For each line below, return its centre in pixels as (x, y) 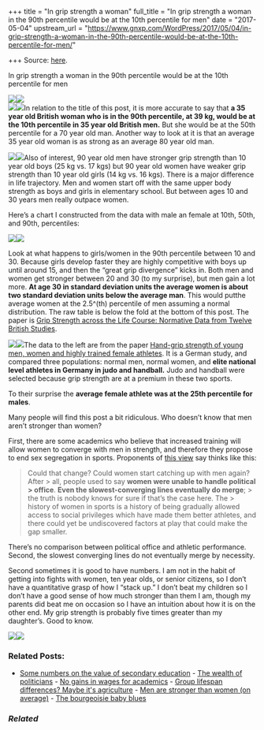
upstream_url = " (61, 28)
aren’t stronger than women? (55, 426)
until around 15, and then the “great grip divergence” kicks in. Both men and (131, 270)
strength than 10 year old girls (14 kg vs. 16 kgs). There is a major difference (131, 174)
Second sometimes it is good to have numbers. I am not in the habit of (122, 570)
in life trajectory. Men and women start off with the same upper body (120, 183)
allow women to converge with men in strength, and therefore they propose (131, 449)
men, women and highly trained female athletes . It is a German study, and (128, 353)
